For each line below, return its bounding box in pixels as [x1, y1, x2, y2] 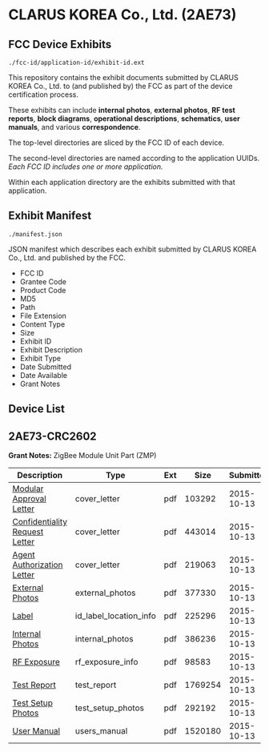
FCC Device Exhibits [8, 38, 112, 51]
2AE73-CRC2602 [8, 429, 98, 443]
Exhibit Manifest [8, 209, 92, 223]
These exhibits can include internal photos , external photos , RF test [8, 106, 236, 115]
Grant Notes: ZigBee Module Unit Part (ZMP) [8, 451, 157, 460]
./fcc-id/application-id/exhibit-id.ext [8, 58, 146, 66]
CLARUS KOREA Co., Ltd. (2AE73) [8, 6, 237, 24]
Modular [12, 483, 44, 494]
